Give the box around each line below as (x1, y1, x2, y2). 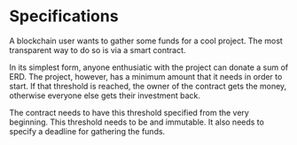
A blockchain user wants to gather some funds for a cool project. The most (9, 35, 284, 46)
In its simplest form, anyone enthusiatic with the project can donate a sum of (9, 62, 289, 72)
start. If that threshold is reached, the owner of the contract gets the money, (9, 80, 287, 91)
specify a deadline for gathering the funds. (9, 126, 166, 136)
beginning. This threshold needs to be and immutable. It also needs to (9, 117, 264, 127)
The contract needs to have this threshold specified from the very (9, 107, 250, 118)
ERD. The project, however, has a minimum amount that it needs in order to (9, 71, 283, 81)
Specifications (9, 6, 119, 27)
